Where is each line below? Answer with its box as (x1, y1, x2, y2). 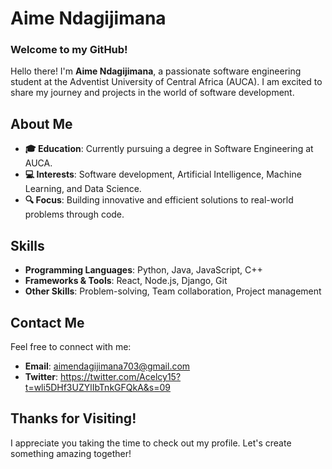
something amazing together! (10, 447, 132, 459)
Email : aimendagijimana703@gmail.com (24, 360, 191, 372)
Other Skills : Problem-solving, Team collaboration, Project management (24, 285, 322, 297)
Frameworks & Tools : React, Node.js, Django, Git (24, 275, 228, 287)
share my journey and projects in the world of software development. (10, 87, 295, 99)
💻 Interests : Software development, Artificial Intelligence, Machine (24, 168, 302, 181)
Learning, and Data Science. (24, 183, 142, 195)
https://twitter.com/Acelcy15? (59, 370, 182, 382)
